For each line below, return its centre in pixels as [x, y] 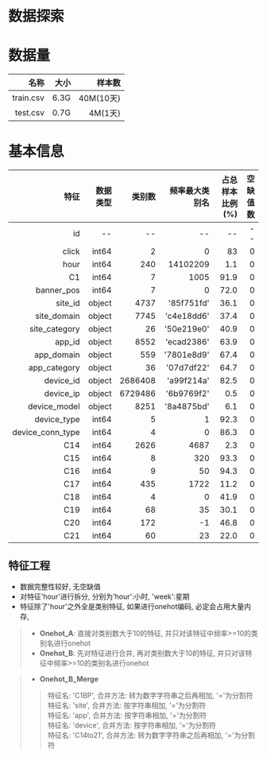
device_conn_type [46, 433]
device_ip [62, 394]
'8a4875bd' [187, 406]
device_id [62, 381]
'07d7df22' [188, 368]
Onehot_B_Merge [69, 679]
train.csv [29, 98]
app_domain [58, 355]
